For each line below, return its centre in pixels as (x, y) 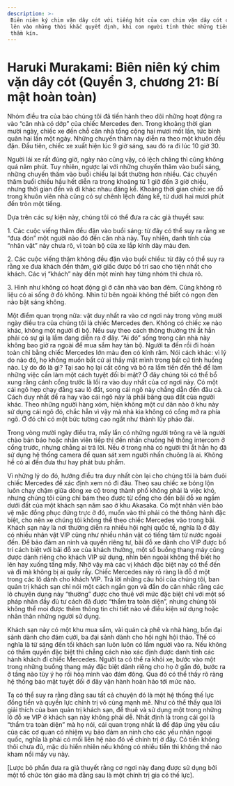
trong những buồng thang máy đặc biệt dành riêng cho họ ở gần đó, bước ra (117, 667)
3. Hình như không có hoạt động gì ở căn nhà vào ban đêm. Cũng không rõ (115, 288)
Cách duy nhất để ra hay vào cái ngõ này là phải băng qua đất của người (111, 397)
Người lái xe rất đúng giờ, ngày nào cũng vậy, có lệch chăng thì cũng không (116, 159)
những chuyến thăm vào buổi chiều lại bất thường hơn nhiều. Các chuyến (112, 174)
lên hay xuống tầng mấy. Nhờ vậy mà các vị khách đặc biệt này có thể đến (114, 565)
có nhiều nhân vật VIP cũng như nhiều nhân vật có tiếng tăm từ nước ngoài (114, 535)
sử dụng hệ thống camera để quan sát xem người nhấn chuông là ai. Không (115, 455)
